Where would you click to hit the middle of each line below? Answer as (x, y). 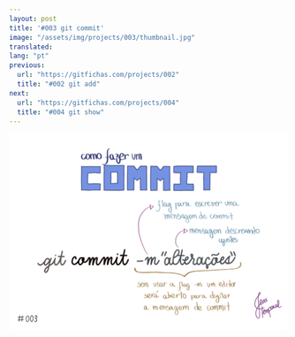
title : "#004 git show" (61, 112)
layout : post (33, 19)
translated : (31, 47)
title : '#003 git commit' (57, 28)
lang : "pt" (29, 56)
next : (19, 93)
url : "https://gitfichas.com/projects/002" (98, 75)
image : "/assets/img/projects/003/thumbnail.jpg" (102, 37)
